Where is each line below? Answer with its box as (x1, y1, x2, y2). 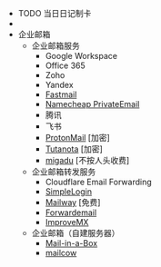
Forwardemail (45, 207, 97, 218)
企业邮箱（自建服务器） (31, 228, 120, 238)
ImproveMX (45, 217, 89, 227)
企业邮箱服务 (31, 40, 80, 51)
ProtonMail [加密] (45, 133, 111, 143)
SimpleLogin (45, 186, 93, 197)
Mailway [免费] (45, 197, 101, 207)
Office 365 (45, 60, 86, 71)
